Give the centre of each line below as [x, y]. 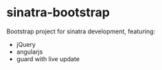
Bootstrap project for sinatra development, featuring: [81, 31]
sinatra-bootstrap [58, 13]
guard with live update [48, 58]
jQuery [26, 44]
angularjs [30, 52]
